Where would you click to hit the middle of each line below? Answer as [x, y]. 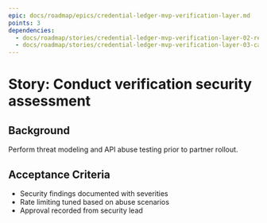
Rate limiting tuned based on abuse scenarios [94, 202]
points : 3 [25, 23]
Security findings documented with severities [94, 193]
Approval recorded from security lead [81, 210]
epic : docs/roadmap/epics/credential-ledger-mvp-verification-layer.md [129, 15]
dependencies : [32, 30]
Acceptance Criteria [59, 174]
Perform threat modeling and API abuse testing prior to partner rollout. [123, 150]
